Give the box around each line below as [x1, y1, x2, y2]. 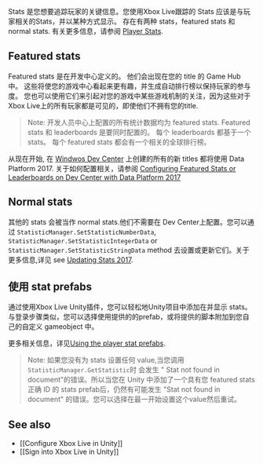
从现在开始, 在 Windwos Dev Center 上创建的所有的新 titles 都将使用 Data [8, 154, 245, 163]
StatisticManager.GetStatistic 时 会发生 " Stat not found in [27, 365, 220, 374]
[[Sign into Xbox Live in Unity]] [19, 447, 119, 457]
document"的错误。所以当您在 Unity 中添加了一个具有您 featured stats [27, 375, 255, 385]
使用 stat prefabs [8, 280, 93, 294]
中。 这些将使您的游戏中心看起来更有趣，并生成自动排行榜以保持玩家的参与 [8, 81, 251, 90]
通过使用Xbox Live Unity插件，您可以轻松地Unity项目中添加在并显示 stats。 [8, 302, 253, 312]
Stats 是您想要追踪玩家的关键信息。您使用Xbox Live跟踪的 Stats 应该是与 [8, 7, 244, 16]
